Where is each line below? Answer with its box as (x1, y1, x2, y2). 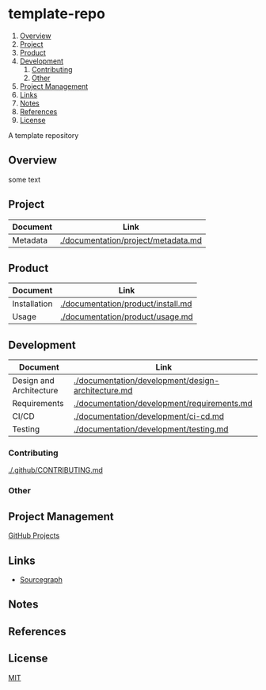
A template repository (8, 130, 79, 140)
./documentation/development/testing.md (74, 424, 229, 435)
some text (8, 174, 41, 184)
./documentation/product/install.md (60, 298, 192, 309)
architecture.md (74, 385, 133, 397)
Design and (12, 375, 55, 386)
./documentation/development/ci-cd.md (74, 411, 224, 422)
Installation (12, 298, 53, 309)
